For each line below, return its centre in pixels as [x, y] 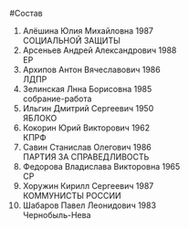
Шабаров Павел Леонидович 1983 [89, 205]
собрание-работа [57, 99]
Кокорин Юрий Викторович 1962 [86, 128]
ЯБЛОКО [40, 118]
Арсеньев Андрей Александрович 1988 [100, 50]
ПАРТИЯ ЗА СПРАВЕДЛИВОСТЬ [86, 157]
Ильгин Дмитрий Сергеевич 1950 [88, 108]
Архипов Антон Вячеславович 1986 [92, 69]
